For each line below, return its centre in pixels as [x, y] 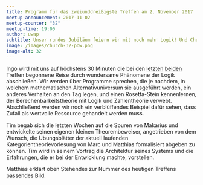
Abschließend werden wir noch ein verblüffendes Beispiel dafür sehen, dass [101, 107]
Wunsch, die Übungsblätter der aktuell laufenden [67, 138]
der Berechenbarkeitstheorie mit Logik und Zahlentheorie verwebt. [89, 100]
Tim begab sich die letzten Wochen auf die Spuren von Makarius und [92, 125]
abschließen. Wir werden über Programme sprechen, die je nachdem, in [96, 81]
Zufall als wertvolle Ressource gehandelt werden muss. [75, 113]
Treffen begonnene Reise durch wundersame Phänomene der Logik [91, 75]
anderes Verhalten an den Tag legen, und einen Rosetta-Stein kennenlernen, [101, 94]
